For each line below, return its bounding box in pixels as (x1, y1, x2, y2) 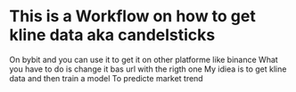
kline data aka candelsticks (9, 25, 216, 45)
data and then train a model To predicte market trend (9, 73, 203, 83)
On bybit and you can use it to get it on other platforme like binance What (9, 54, 278, 65)
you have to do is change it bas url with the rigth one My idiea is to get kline (9, 64, 287, 74)
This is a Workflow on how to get (9, 6, 256, 27)
